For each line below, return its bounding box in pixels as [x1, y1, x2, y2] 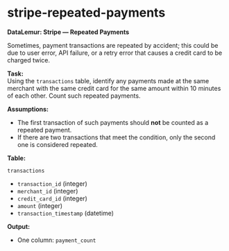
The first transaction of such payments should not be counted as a [17, 118, 209, 126]
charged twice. [7, 55, 51, 64]
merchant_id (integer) [17, 187, 78, 195]
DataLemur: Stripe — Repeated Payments [7, 28, 130, 36]
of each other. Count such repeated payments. [7, 92, 141, 100]
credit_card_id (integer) [17, 194, 88, 202]
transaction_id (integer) [17, 179, 88, 188]
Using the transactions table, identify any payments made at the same [7, 76, 210, 85]
